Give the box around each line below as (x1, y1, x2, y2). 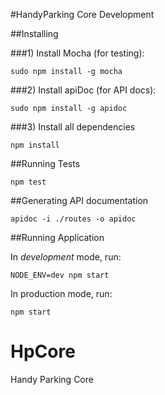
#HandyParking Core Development (10, 9, 155, 20)
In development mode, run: (10, 251, 122, 263)
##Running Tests (10, 158, 81, 169)
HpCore (10, 340, 76, 363)
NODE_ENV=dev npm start (10, 270, 110, 280)
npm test (10, 177, 47, 187)
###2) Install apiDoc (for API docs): (10, 84, 157, 96)
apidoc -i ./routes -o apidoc (10, 214, 137, 224)
